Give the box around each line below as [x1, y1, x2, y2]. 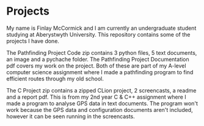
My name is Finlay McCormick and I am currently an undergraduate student [6, 24, 197, 32]
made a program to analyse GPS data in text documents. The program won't [6, 99, 199, 107]
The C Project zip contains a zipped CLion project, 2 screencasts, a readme [6, 86, 197, 94]
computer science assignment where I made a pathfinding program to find [6, 68, 194, 75]
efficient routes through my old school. [6, 75, 104, 82]
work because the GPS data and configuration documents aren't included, [6, 106, 194, 113]
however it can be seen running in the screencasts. [6, 113, 136, 120]
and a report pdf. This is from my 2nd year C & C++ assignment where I [6, 93, 186, 100]
